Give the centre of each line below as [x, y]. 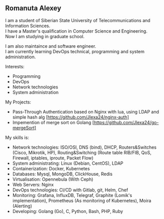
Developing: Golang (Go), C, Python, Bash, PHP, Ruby [68, 211]
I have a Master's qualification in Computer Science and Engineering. [76, 31]
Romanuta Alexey [33, 8]
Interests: [15, 66]
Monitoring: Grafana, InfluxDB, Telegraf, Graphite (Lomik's [72, 195]
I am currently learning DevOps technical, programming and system [75, 51]
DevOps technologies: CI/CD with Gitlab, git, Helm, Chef [70, 190]
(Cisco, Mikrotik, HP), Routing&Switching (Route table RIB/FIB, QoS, [82, 152]
